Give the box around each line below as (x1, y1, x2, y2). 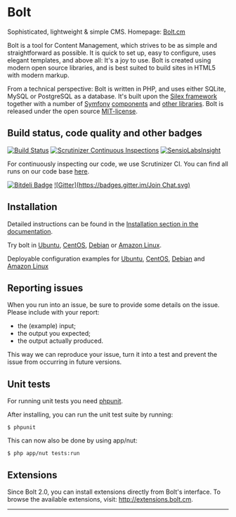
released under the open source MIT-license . (7, 107, 138, 115)
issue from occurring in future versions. (7, 358, 122, 366)
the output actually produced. (17, 336, 104, 345)
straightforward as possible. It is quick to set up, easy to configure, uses (7, 48, 216, 57)
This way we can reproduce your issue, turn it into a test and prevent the (7, 351, 218, 359)
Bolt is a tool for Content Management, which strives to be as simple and (7, 41, 218, 49)
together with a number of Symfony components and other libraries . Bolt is (7, 99, 224, 107)
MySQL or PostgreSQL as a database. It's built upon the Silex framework (7, 92, 218, 100)
